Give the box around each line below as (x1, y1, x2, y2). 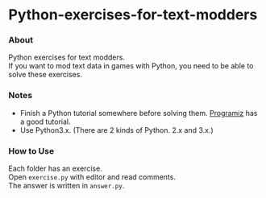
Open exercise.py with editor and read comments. (8, 172, 176, 182)
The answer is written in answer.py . (8, 181, 125, 191)
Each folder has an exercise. (8, 163, 102, 174)
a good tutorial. (19, 117, 71, 126)
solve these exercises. (8, 70, 83, 80)
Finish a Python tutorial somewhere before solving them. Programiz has (19, 108, 258, 118)
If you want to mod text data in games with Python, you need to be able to (8, 61, 254, 71)
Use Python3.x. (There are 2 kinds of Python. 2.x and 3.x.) (19, 125, 214, 134)
